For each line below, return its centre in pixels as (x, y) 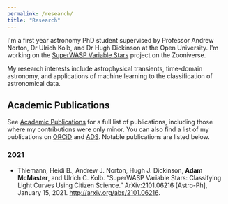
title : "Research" (34, 20)
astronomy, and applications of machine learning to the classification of (110, 76)
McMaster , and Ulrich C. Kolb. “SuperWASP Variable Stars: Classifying (119, 177)
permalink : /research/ (40, 14)
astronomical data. (34, 83)
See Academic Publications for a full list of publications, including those (110, 122)
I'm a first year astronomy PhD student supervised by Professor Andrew (111, 40)
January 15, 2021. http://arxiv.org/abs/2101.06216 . (89, 192)
